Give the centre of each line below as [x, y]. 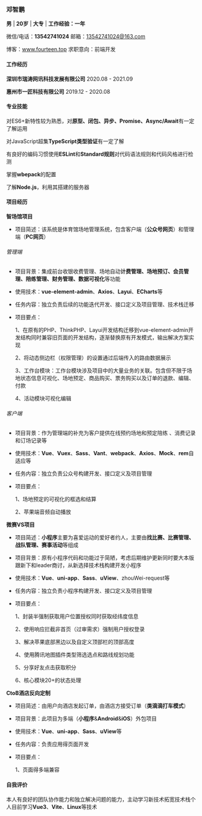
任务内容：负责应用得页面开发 [52, 744]
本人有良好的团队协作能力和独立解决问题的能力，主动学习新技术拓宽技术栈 [98, 799]
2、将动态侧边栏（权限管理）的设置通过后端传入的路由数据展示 [93, 358]
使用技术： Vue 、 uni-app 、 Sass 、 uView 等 [68, 731]
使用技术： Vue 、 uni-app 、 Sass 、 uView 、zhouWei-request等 [92, 578]
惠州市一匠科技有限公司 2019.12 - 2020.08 [58, 91]
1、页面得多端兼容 [37, 770]
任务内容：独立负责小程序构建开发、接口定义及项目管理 [83, 591]
